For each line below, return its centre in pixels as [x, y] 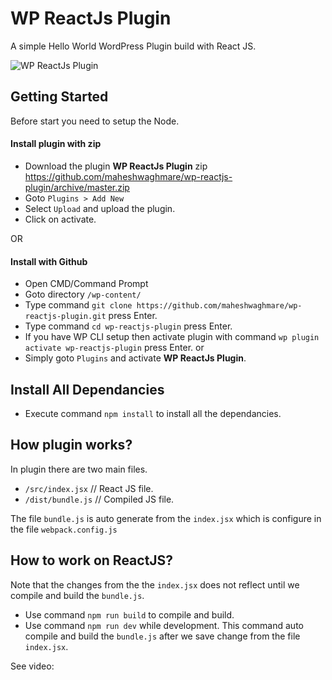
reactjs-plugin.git [65, 317]
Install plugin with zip [56, 144]
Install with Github [49, 261]
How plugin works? [71, 445]
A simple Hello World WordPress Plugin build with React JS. [133, 46]
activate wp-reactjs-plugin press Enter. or [114, 348]
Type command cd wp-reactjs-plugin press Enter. [128, 326]
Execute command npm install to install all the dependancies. [153, 413]
